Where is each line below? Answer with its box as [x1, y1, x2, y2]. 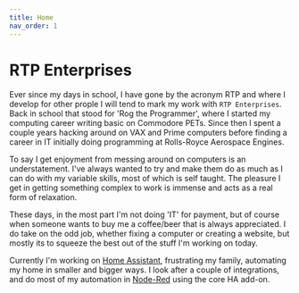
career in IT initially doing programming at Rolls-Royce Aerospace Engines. [9, 137, 285, 147]
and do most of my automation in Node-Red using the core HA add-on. [9, 274, 270, 285]
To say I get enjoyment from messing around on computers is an [9, 154, 246, 165]
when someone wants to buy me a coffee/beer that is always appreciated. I [9, 219, 287, 230]
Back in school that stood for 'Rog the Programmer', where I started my [9, 108, 270, 119]
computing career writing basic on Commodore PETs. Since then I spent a [9, 118, 281, 129]
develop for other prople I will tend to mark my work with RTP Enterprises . [9, 99, 282, 110]
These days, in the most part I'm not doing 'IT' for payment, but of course [9, 209, 279, 220]
